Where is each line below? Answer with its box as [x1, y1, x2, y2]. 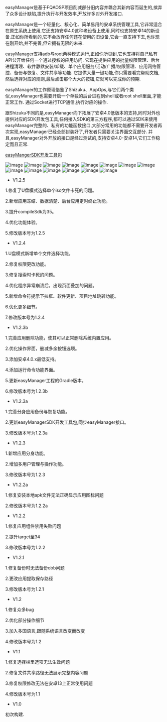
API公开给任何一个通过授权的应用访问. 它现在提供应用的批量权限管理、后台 [5, 57, 160, 63]
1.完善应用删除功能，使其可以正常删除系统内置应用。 [5, 335, 114, 340]
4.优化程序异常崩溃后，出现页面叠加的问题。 [5, 283, 97, 288]
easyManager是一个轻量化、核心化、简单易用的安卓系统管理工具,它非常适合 [5, 22, 162, 27]
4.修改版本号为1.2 [5, 639, 42, 644]
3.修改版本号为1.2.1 [5, 586, 44, 592]
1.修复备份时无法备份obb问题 [5, 565, 65, 571]
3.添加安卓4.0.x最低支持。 [5, 356, 59, 362]
